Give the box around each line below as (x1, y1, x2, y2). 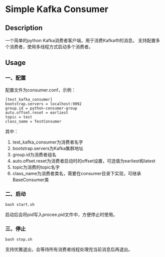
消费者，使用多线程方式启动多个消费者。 (9, 44, 93, 50)
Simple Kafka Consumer (5, 4, 109, 15)
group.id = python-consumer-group (5, 105, 78, 111)
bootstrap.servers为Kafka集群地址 (12, 145, 84, 151)
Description (5, 24, 43, 32)
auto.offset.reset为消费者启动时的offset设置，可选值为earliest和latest (12, 158, 155, 164)
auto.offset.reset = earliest (5, 110, 69, 115)
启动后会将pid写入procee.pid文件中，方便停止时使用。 (5, 211, 118, 217)
